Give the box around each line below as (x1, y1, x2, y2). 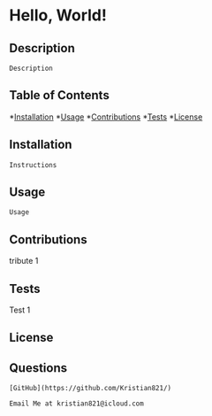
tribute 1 (9, 256, 39, 266)
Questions (9, 360, 68, 375)
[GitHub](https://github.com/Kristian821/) (9, 384, 172, 393)
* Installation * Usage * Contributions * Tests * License (9, 112, 203, 122)
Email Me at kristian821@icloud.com (9, 399, 144, 408)
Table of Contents (9, 88, 110, 103)
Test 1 (9, 304, 31, 315)
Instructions (9, 160, 57, 169)
